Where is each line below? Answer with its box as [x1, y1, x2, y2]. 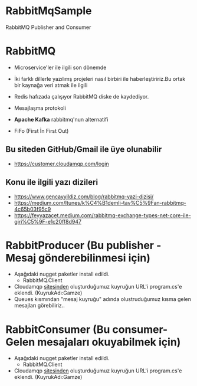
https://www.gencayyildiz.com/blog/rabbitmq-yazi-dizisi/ [14, 193, 154, 200]
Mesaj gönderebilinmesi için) [5, 251, 151, 264]
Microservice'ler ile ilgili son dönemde [14, 64, 107, 71]
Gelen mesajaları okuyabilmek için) [5, 335, 181, 349]
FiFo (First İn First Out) [14, 127, 69, 134]
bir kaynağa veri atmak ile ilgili [14, 81, 88, 89]
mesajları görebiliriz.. [14, 302, 65, 309]
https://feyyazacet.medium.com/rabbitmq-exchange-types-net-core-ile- [14, 211, 191, 219]
